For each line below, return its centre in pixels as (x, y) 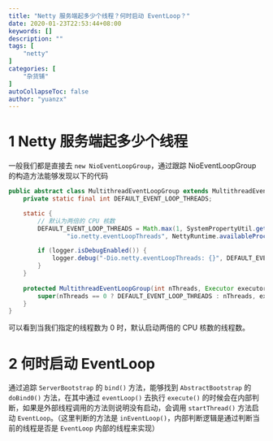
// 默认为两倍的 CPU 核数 (76, 221)
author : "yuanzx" (38, 99)
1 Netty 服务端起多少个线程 (98, 142)
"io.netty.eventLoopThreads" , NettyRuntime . (143, 236)
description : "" (36, 39)
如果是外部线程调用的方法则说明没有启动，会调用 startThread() (129, 408)
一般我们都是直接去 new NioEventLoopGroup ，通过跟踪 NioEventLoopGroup (132, 166)
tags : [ (22, 46)
